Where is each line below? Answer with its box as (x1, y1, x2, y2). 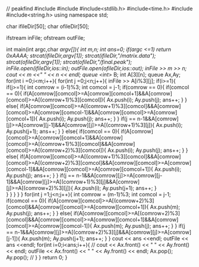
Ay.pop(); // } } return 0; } (6, 254, 68, 260)
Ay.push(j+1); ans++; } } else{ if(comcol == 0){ (6, 128, 120, 135)
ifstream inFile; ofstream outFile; (6, 34, 85, 41)
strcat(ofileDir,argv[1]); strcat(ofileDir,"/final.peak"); (6, 59, 132, 65)
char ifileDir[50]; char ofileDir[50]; (6, 23, 90, 30)
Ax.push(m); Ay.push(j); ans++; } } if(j (93, 223, 185, 229)
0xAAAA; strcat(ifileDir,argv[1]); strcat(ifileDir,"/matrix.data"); (6, 52, 156, 59)
